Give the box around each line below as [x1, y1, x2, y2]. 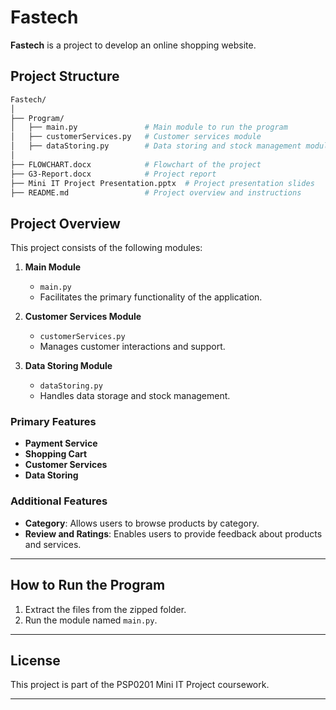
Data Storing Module [24, 360, 113, 372]
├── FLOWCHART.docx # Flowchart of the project [10, 159, 262, 170]
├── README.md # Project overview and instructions [10, 187, 302, 198]
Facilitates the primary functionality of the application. [39, 291, 263, 303]
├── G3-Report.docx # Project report [10, 169, 217, 179]
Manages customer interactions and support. [39, 341, 226, 353]
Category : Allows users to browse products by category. [24, 517, 260, 529]
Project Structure [10, 68, 120, 85]
